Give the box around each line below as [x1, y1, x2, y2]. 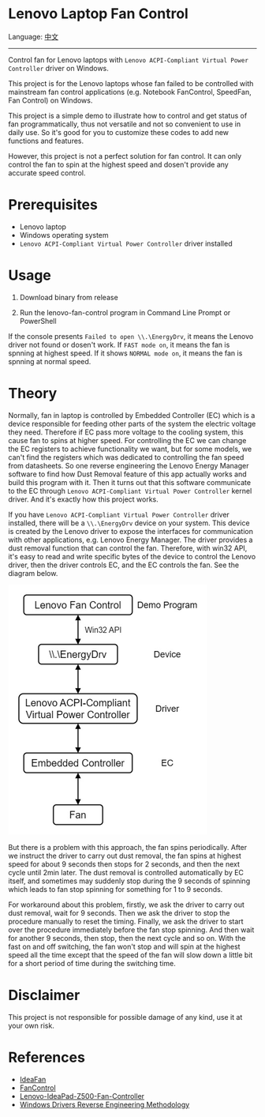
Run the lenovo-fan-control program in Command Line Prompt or [19, 307, 231, 317]
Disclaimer [8, 986, 80, 1004]
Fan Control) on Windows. [8, 96, 93, 105]
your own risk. [8, 1021, 55, 1030]
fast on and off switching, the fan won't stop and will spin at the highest [8, 942, 241, 951]
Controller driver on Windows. [8, 63, 109, 73]
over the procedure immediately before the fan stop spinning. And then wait [8, 925, 255, 935]
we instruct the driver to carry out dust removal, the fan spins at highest [8, 851, 242, 860]
